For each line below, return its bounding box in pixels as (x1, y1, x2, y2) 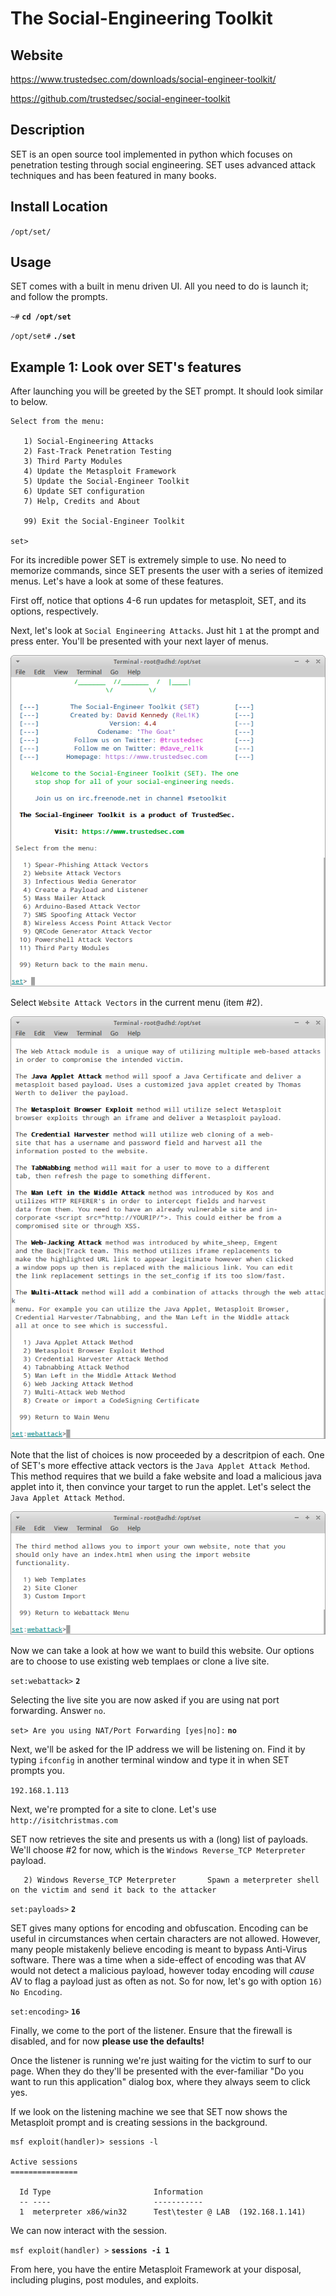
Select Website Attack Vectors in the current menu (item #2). (10, 997, 263, 1009)
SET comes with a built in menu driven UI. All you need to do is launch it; (10, 280, 309, 292)
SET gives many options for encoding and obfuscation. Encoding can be (10, 1922, 309, 1934)
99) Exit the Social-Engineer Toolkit (23, 517, 186, 527)
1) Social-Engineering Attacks (23, 437, 155, 447)
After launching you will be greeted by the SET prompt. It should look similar (10, 385, 324, 397)
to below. (10, 396, 48, 408)
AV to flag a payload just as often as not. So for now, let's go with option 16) (10, 1975, 323, 1987)
